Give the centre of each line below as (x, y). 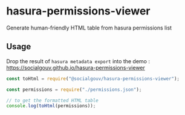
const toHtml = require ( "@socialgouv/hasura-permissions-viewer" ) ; (93, 79)
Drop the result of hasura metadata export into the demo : (78, 61)
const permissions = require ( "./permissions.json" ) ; (74, 89)
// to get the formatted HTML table (52, 101)
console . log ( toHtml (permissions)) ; (51, 106)
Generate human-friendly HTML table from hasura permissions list (89, 28)
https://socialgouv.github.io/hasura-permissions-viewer (76, 67)
